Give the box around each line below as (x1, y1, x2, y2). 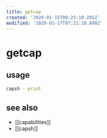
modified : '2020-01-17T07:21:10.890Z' (6, 20, 103, 26)
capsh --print (6, 86, 42, 92)
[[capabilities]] (14, 119, 51, 126)
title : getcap (6, 8, 42, 15)
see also (6, 102, 38, 113)
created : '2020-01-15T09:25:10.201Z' (6, 14, 100, 20)
